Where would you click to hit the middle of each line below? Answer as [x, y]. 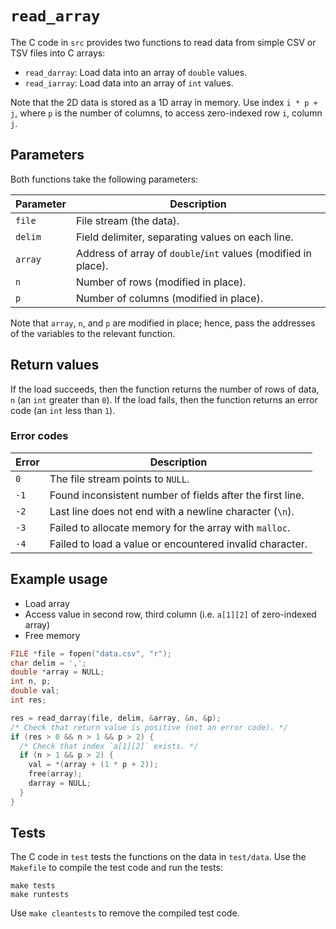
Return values [55, 365]
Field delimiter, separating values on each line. [184, 237]
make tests [33, 886]
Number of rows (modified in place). [161, 282]
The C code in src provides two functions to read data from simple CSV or [163, 42]
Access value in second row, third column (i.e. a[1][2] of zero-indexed [170, 614]
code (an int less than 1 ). [63, 410]
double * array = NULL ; [57, 672]
